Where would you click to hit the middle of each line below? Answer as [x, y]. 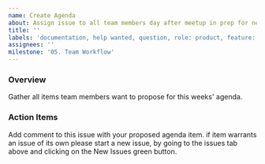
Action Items [33, 117]
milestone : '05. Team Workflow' [61, 52]
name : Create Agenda [42, 15]
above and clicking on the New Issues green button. [93, 151]
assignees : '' [32, 45]
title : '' [24, 30]
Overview [27, 80]
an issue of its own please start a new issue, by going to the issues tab [123, 143]
